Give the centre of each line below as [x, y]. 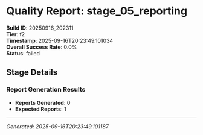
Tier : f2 [16, 34]
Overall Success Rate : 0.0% [42, 47]
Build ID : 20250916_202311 [40, 28]
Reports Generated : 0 [43, 102]
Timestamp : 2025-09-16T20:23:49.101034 [60, 40]
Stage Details [32, 73]
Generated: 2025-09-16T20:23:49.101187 [57, 126]
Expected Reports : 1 [40, 109]
